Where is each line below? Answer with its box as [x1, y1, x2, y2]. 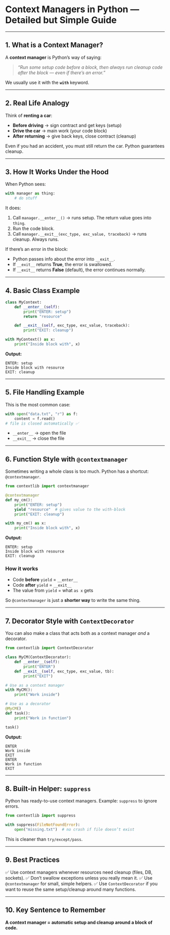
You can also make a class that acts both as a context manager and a [5, 630, 150, 636]
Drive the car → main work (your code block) [12, 127, 107, 134]
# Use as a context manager [5, 683, 65, 688]
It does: [5, 205, 21, 211]
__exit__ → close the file [12, 435, 65, 441]
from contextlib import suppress [5, 813, 76, 818]
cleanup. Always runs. [12, 236, 59, 242]
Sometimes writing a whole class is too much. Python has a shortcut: [5, 468, 149, 474]
